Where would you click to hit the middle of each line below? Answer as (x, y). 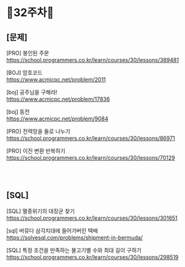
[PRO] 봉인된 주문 (28, 53)
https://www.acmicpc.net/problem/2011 (56, 79)
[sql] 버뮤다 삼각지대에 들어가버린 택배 (52, 230)
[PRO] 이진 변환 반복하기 (36, 151)
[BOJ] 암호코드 (25, 72)
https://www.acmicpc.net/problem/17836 (58, 99)
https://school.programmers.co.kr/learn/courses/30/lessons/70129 (91, 158)
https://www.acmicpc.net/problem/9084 (57, 118)
